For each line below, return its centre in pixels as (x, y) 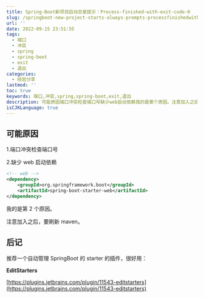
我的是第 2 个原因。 (31, 208)
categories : (21, 74)
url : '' (16, 23)
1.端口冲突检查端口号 (32, 150)
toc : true (19, 91)
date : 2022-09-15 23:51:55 (40, 29)
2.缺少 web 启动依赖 (32, 162)
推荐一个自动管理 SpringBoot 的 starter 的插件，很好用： (77, 258)
